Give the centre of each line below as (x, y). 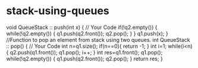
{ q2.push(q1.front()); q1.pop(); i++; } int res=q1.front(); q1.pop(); (84, 52)
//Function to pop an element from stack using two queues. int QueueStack (98, 40)
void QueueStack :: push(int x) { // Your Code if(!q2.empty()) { (82, 27)
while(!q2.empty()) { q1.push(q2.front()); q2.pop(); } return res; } (85, 59)
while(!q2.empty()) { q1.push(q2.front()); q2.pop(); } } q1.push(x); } (87, 33)
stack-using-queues (58, 11)
